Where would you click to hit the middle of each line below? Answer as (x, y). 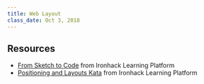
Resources (31, 49)
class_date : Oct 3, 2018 (44, 20)
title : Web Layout (34, 14)
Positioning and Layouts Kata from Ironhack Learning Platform (108, 73)
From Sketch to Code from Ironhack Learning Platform (96, 65)
